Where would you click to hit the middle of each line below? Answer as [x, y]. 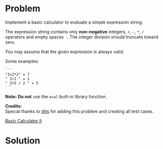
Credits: [14, 106]
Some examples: [22, 61]
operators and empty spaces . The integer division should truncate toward [82, 37]
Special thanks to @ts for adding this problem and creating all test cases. [80, 111]
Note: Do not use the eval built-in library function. [56, 96]
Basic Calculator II [23, 120]
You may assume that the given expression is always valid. [65, 52]
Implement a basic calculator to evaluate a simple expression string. [74, 22]
